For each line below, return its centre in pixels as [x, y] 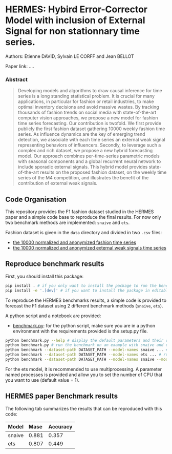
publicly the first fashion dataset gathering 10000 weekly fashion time [91, 129]
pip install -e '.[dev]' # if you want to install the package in [78, 291]
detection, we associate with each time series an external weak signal [91, 140]
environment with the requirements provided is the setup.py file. [80, 331]
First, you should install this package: [45, 276]
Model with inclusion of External [75, 20]
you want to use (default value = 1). [42, 380]
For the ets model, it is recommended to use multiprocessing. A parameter [84, 369]
